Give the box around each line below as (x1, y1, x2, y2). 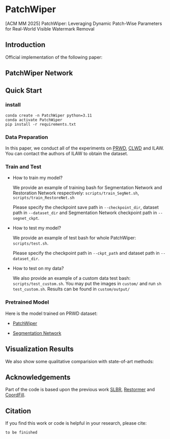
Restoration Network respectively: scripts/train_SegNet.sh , (12, 190, 139, 196)
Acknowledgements (5, 373, 71, 382)
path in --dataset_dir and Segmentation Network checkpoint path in (12, 210, 157, 216)
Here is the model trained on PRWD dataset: (5, 310, 98, 316)
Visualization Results (5, 345, 74, 354)
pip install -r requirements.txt (5, 122, 76, 127)
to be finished (5, 430, 38, 435)
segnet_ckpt (12, 216, 38, 221)
